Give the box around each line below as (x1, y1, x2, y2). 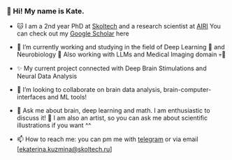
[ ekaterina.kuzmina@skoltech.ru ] (16, 145, 113, 154)
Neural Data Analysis (16, 72, 78, 81)
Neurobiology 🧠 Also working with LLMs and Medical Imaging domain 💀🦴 (16, 50, 226, 58)
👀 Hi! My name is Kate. (6, 6, 85, 16)
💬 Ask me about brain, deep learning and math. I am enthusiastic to (16, 106, 210, 115)
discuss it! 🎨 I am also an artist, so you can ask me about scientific (16, 114, 208, 122)
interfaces (16, 93, 46, 102)
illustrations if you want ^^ (16, 121, 92, 129)
